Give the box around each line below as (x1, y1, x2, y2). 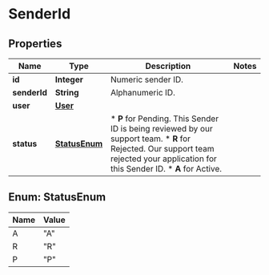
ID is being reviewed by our (110, 123, 214, 134)
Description (145, 61, 191, 71)
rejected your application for (110, 153, 218, 164)
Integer (54, 74, 84, 85)
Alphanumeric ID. (110, 87, 176, 98)
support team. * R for (110, 133, 191, 144)
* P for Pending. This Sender (110, 113, 219, 124)
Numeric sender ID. (110, 74, 184, 85)
